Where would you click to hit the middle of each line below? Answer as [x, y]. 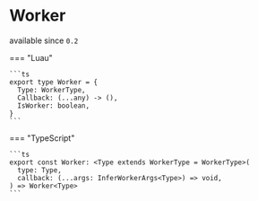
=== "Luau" [31, 57]
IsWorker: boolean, [54, 105]
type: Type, [40, 170]
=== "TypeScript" [42, 138]
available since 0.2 [44, 40]
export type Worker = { [54, 82]
